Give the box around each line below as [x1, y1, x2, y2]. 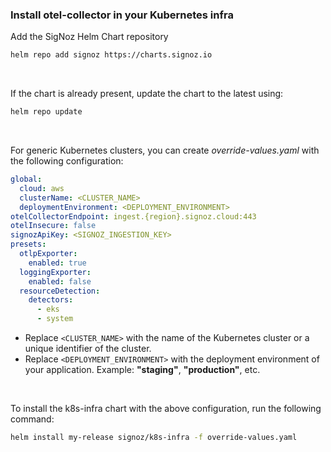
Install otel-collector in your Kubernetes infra [10, 8, 234, 22]
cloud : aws [19, 183, 65, 193]
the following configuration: [10, 155, 124, 167]
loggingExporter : [19, 267, 92, 277]
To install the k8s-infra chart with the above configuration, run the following [10, 403, 322, 415]
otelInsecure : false [10, 221, 97, 231]
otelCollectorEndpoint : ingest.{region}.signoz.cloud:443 [10, 211, 257, 222]
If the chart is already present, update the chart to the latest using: [10, 88, 284, 100]
